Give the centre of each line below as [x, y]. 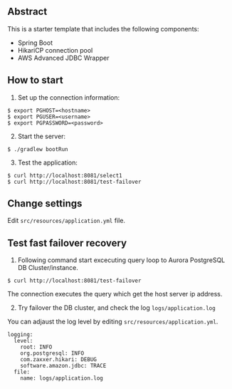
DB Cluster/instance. [48, 268]
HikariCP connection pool [55, 50]
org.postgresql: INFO [52, 353]
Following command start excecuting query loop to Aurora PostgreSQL [121, 260]
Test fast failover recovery [67, 243]
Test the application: [48, 162]
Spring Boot [35, 43]
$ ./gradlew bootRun [38, 149]
